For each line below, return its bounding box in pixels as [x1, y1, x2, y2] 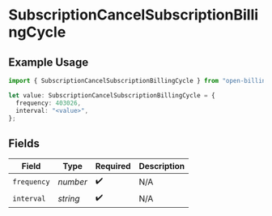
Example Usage [8, 55, 89, 69]
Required [95, 161, 131, 172]
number [57, 176, 87, 188]
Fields [8, 136, 40, 150]
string [57, 192, 80, 204]
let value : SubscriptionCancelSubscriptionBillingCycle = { [8, 91, 216, 99]
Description [138, 161, 185, 172]
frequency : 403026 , [15, 99, 82, 107]
